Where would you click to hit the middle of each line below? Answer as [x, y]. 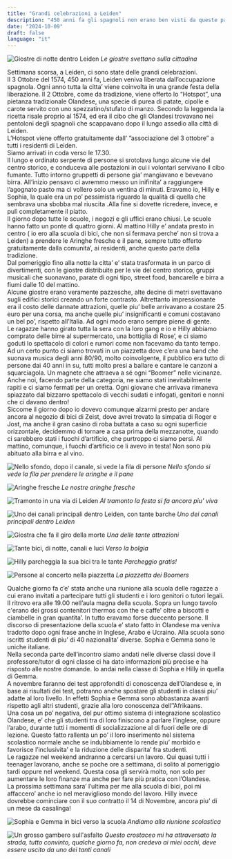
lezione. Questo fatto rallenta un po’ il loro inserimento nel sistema [101, 735]
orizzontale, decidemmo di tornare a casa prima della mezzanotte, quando [113, 431]
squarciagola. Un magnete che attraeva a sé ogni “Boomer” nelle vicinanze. [115, 373]
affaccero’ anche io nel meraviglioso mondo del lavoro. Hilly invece [103, 793]
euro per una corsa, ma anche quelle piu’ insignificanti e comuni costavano [114, 314]
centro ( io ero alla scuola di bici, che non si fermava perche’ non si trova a [113, 234]
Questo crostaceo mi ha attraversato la [161, 835]
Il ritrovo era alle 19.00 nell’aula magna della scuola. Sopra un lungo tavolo [112, 603]
